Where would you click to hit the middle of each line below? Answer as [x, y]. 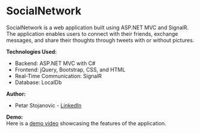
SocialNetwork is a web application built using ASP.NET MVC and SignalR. [98, 27]
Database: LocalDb [38, 82]
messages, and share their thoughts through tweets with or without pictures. [100, 40]
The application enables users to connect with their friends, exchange [92, 33]
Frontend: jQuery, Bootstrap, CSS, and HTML [70, 69]
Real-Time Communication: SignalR [58, 76]
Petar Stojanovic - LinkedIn [48, 105]
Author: [16, 94]
